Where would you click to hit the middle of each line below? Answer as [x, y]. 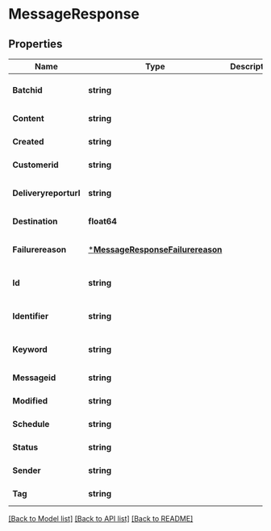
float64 [102, 221]
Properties [35, 44]
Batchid [27, 90]
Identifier [31, 316]
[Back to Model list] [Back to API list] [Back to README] [101, 518]
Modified [30, 401]
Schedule [31, 424]
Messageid [34, 378]
